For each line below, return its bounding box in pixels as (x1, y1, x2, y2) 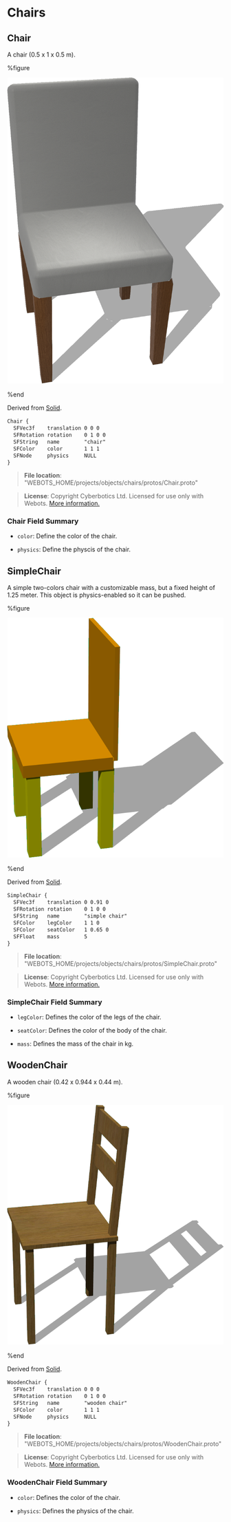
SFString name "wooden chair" (13, 1399, 128, 1407)
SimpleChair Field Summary (7, 997, 102, 1006)
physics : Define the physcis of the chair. (16, 545, 131, 553)
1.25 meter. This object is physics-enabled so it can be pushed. (7, 591, 186, 599)
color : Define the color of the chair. (16, 532, 118, 540)
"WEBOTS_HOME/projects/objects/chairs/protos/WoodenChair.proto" (23, 1440, 222, 1448)
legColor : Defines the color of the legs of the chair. (16, 1013, 162, 1021)
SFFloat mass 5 (13, 933, 88, 940)
